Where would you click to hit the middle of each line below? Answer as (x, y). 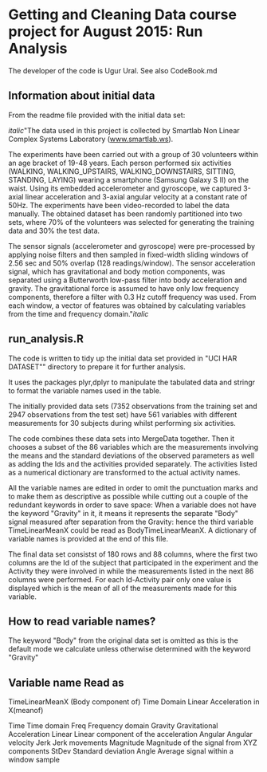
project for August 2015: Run (106, 32)
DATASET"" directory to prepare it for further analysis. (97, 366)
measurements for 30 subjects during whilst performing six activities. (122, 423)
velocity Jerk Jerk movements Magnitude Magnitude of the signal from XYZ (133, 742)
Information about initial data (82, 96)
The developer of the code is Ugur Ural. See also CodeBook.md (113, 70)
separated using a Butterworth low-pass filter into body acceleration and (128, 280)
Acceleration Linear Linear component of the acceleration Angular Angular (131, 735)
